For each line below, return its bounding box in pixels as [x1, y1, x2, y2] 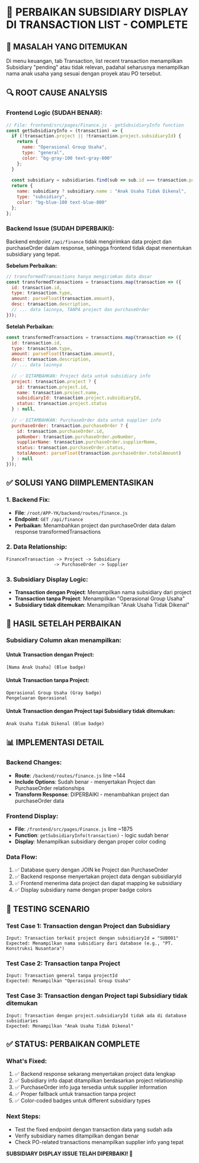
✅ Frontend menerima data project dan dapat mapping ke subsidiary [14, 880, 182, 887]
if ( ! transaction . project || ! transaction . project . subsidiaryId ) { [11, 133, 182, 139]
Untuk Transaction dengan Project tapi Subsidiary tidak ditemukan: [6, 708, 176, 715]
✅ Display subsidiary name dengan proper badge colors [14, 886, 152, 893]
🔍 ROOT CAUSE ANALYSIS [6, 88, 108, 98]
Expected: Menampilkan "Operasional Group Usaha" [6, 978, 131, 984]
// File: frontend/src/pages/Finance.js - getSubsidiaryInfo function [6, 122, 184, 128]
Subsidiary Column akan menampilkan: [6, 636, 122, 645]
